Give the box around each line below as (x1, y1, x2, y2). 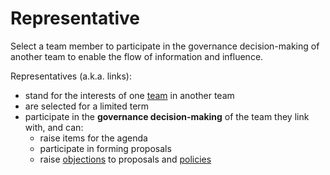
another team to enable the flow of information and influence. (10, 50, 264, 62)
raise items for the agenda (39, 132, 148, 144)
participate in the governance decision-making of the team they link (24, 110, 310, 122)
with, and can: (24, 121, 84, 133)
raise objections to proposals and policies (39, 153, 212, 165)
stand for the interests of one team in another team (24, 89, 235, 101)
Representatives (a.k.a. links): (10, 70, 132, 82)
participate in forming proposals (39, 142, 172, 154)
